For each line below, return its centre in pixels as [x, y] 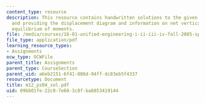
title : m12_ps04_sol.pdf [38, 85]
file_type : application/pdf [42, 40]
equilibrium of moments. [43, 29]
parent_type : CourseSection [42, 68]
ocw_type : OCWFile [30, 57]
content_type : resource [37, 12]
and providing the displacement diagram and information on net [95, 23]
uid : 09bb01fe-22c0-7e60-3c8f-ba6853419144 [63, 91]
